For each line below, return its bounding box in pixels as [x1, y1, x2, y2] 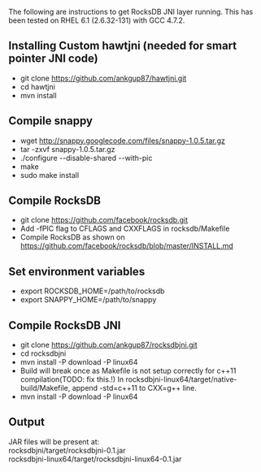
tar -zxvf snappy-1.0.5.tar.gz [20, 144, 115, 154]
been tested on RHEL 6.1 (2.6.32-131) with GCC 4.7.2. [8, 15, 185, 25]
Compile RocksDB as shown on [20, 232, 125, 242]
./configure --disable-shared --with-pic [20, 153, 153, 162]
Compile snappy [8, 114, 94, 128]
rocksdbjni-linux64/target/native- [125, 375, 237, 384]
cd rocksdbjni [20, 349, 67, 358]
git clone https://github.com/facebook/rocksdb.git [20, 215, 189, 225]
